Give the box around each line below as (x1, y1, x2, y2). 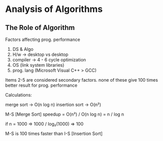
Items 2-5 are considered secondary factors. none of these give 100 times (5, 77, 158, 83)
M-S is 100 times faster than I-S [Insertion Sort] (5, 131, 103, 137)
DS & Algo (12, 46, 33, 52)
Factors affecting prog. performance (5, 36, 80, 42)
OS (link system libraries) (12, 62, 64, 68)
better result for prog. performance (5, 82, 77, 88)
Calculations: (5, 92, 32, 98)
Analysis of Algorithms (5, 3, 103, 15)
